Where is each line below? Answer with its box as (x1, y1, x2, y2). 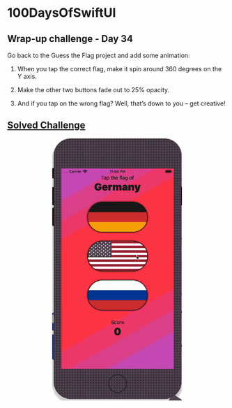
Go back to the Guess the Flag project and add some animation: (7, 51, 190, 59)
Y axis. (17, 72, 37, 80)
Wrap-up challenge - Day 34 (7, 33, 134, 45)
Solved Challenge (7, 119, 86, 131)
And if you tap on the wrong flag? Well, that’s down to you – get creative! (17, 99, 226, 108)
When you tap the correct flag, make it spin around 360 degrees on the (17, 65, 222, 73)
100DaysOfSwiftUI (7, 5, 116, 21)
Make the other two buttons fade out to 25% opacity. (17, 86, 170, 94)
